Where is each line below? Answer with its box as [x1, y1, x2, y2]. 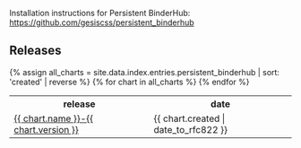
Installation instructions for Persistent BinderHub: [9, 8, 191, 18]
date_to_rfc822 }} [153, 123, 228, 135]
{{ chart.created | [153, 112, 226, 125]
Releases [9, 43, 62, 58]
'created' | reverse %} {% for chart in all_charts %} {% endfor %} [9, 76, 250, 87]
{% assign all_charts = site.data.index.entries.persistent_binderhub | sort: [9, 66, 280, 77]
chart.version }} [13, 123, 79, 135]
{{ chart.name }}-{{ [13, 112, 94, 125]
